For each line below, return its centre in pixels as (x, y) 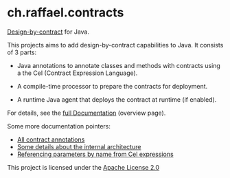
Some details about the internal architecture (79, 146)
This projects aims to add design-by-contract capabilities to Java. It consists (115, 45)
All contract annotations (51, 140)
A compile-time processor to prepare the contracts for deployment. (112, 86)
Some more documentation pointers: (59, 126)
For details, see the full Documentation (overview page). (87, 113)
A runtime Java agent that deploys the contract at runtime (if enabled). (117, 99)
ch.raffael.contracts (66, 13)
